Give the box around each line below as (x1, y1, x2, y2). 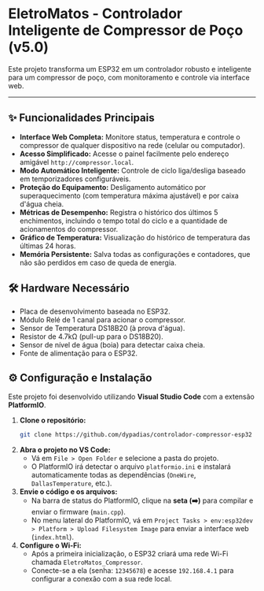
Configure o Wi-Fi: (19, 541, 82, 550)
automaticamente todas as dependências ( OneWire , (31, 470, 196, 480)
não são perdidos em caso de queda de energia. (19, 258, 177, 267)
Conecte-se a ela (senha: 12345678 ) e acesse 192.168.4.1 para (31, 566, 234, 575)
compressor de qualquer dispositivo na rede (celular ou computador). (19, 140, 245, 150)
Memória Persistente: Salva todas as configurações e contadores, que (19, 249, 251, 258)
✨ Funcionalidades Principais (8, 111, 155, 125)
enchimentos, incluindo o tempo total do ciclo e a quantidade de (19, 216, 228, 225)
